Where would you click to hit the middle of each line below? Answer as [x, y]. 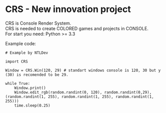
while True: [18, 83]
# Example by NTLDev [27, 53]
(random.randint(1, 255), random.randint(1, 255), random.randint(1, [80, 96]
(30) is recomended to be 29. [37, 75]
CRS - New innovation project [68, 9]
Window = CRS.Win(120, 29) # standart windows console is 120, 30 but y [83, 70]
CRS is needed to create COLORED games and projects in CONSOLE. [77, 28]
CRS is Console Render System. [38, 23]
